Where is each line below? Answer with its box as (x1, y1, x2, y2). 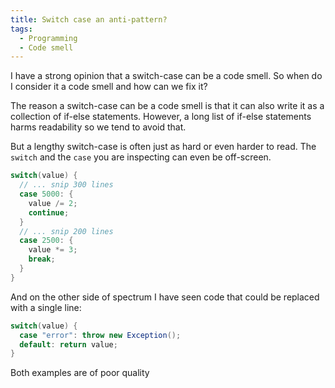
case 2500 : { (19, 236, 74, 246)
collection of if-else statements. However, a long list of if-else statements (10, 111, 312, 123)
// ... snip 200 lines (19, 226, 114, 236)
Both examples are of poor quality (10, 367, 150, 379)
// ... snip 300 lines (19, 180, 114, 190)
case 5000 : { (19, 189, 74, 199)
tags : (10, 24, 33, 34)
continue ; (28, 207, 70, 218)
